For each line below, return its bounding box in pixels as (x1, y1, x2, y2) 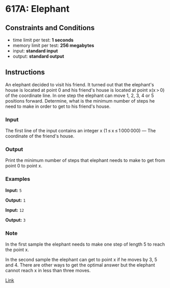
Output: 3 (5, 217, 26, 223)
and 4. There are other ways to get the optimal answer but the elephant (5, 262, 155, 268)
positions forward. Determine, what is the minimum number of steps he (5, 98, 155, 104)
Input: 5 (5, 187, 22, 193)
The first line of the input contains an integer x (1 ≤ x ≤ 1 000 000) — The (5, 128, 156, 134)
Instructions (5, 68, 45, 77)
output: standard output (12, 53, 64, 59)
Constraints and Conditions (5, 23, 95, 32)
